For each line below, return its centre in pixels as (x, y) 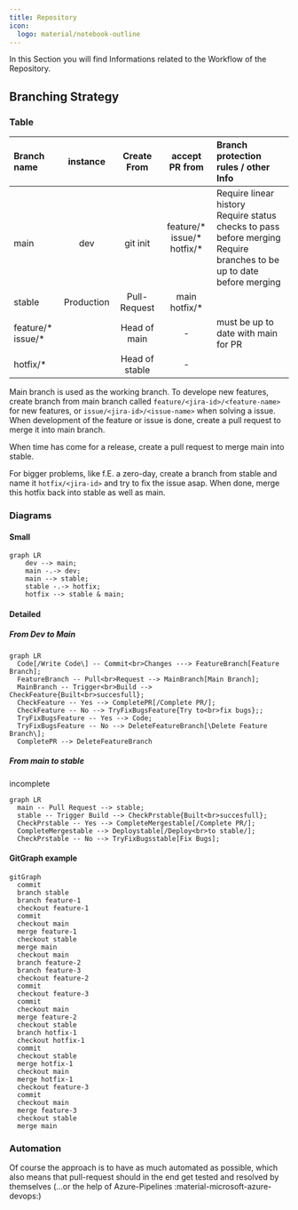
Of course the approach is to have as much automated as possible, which (143, 1168)
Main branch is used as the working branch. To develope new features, (139, 392)
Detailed (25, 613)
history (231, 204)
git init (137, 244)
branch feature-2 (49, 962)
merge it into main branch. (57, 430)
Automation (35, 1148)
